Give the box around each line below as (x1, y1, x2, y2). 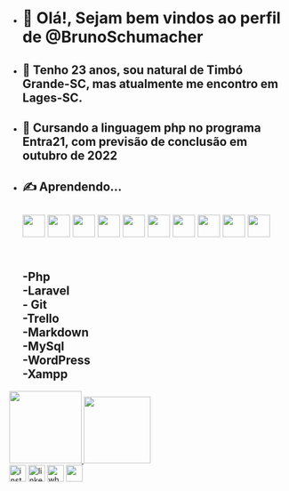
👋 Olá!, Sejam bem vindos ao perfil (21, 8, 282, 28)
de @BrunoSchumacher (21, 27, 204, 47)
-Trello (21, 311, 60, 326)
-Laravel (21, 284, 70, 299)
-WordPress (21, 353, 91, 368)
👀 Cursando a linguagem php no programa (21, 120, 261, 135)
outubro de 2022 (21, 148, 118, 163)
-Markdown (21, 325, 89, 341)
